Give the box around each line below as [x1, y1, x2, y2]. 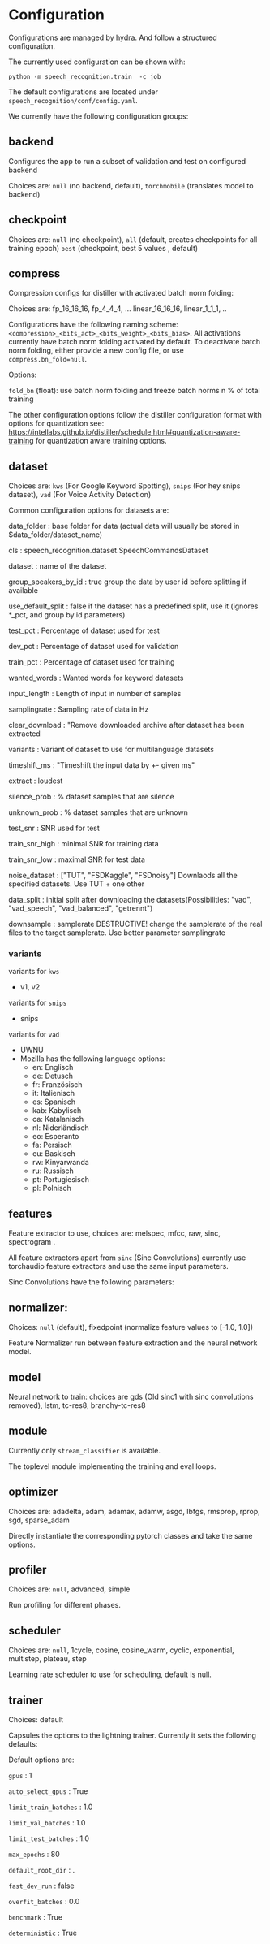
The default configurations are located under [8, 87, 159, 97]
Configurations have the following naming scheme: [8, 319, 178, 330]
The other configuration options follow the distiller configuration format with [8, 410, 262, 420]
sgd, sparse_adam [8, 1515, 71, 1525]
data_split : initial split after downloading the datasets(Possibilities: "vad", [8, 895, 252, 905]
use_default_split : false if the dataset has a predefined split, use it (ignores [8, 601, 259, 611]
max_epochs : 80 [8, 1849, 60, 1859]
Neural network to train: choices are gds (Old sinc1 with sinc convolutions [8, 1392, 254, 1401]
